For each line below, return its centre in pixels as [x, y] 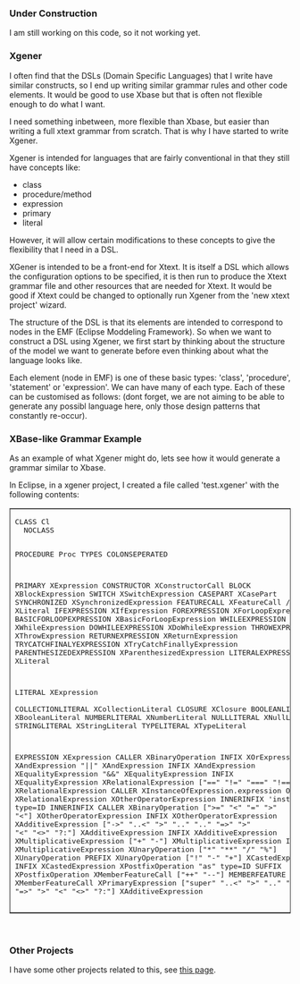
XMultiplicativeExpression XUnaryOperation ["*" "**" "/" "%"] [146, 849]
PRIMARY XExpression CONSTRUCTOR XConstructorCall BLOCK [133, 585]
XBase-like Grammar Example [75, 438]
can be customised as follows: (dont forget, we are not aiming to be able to [147, 396]
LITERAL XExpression [56, 692]
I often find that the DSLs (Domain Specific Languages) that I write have [141, 75]
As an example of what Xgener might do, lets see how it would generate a [145, 458]
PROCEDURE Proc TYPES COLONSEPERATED [91, 554]
